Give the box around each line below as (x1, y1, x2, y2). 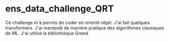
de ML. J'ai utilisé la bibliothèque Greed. (5, 30, 90, 36)
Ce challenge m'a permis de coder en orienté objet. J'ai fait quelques (5, 19, 150, 25)
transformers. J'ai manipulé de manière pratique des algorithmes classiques (5, 24, 164, 30)
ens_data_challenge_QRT (5, 3, 114, 14)
